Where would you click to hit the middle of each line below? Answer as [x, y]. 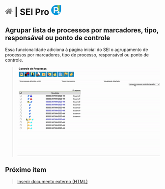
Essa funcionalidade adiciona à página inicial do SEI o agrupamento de [77, 50]
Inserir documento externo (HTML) [52, 181]
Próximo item [26, 170]
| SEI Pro [32, 12]
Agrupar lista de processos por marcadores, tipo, [82, 30]
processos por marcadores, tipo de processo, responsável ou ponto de [77, 55]
